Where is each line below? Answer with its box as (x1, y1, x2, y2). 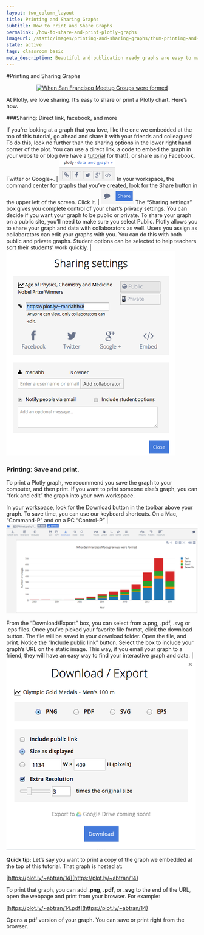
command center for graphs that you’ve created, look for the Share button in (6, 182, 198, 189)
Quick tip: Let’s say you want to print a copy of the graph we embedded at (6, 856, 193, 863)
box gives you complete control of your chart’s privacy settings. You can (6, 205, 188, 212)
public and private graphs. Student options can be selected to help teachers (6, 237, 197, 244)
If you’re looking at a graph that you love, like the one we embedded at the (6, 126, 192, 133)
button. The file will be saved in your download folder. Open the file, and (6, 632, 187, 639)
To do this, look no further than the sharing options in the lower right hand (6, 139, 191, 146)
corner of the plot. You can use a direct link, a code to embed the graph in (6, 145, 191, 152)
